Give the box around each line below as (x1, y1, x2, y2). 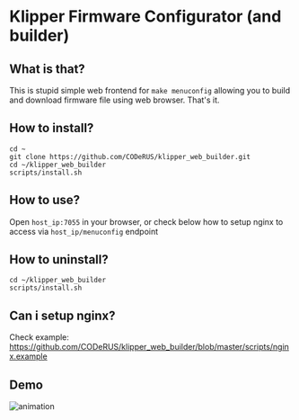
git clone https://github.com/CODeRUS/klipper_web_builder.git (9, 152, 251, 161)
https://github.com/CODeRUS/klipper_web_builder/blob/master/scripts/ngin (9, 342, 290, 353)
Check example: (9, 332, 70, 343)
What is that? (9, 61, 85, 76)
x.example (9, 351, 48, 362)
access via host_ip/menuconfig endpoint (9, 226, 159, 237)
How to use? (9, 192, 81, 208)
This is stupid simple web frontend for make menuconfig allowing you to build (9, 85, 291, 95)
